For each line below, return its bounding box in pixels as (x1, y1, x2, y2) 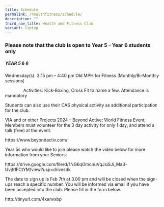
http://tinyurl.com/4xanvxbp (5, 196, 62, 202)
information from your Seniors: (5, 152, 67, 158)
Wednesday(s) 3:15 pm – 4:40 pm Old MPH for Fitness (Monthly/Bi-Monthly (5, 72, 159, 79)
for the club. (5, 107, 30, 113)
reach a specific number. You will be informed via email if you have (14, 181, 149, 187)
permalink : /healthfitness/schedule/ (5, 12, 82, 17)
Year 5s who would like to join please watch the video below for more (5, 146, 146, 153)
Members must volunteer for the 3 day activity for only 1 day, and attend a (5, 122, 155, 128)
